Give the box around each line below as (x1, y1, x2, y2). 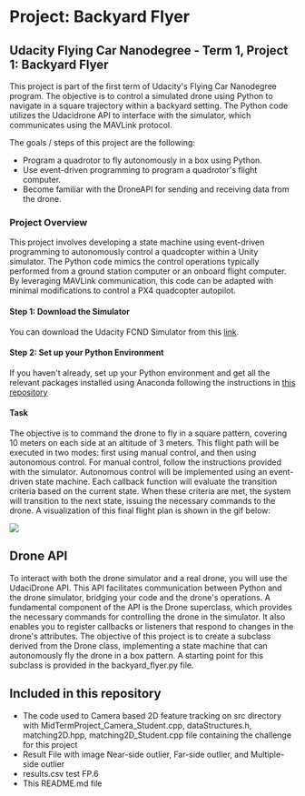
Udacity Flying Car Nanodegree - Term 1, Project (9, 43, 289, 58)
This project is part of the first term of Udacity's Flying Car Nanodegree (9, 81, 277, 92)
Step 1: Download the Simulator (9, 306, 130, 317)
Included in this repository (9, 686, 162, 701)
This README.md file (22, 778, 103, 789)
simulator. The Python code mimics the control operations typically (9, 257, 260, 267)
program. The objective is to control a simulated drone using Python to (9, 91, 274, 101)
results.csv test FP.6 (22, 768, 99, 779)
